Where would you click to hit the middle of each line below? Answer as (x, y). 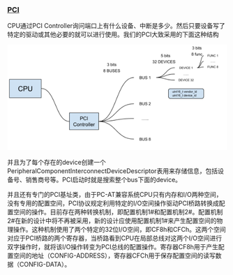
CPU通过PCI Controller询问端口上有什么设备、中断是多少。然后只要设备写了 (116, 26)
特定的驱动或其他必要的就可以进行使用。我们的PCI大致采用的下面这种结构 (113, 35)
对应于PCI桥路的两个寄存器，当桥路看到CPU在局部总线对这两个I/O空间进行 (115, 238)
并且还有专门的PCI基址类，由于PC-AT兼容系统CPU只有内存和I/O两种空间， (115, 194)
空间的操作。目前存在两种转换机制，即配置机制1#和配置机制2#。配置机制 (118, 211)
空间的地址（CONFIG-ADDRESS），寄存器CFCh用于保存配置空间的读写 (114, 255)
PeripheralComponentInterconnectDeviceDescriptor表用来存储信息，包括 (113, 171)
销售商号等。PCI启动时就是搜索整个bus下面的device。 (104, 179)
